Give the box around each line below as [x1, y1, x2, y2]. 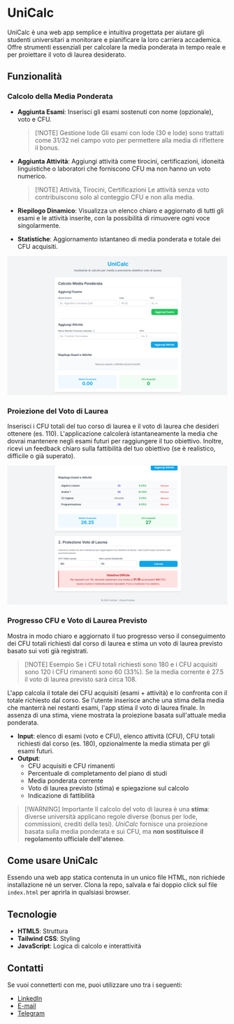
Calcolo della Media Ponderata [7, 92, 113, 101]
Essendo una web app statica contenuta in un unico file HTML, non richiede [7, 873, 226, 882]
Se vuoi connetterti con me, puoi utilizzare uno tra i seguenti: [7, 981, 183, 989]
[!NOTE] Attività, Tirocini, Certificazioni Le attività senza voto [34, 185, 210, 194]
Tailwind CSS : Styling [17, 934, 80, 943]
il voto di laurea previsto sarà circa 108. [24, 675, 138, 683]
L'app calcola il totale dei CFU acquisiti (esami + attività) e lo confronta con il [7, 688, 228, 697]
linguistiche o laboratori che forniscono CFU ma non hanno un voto [17, 164, 211, 173]
